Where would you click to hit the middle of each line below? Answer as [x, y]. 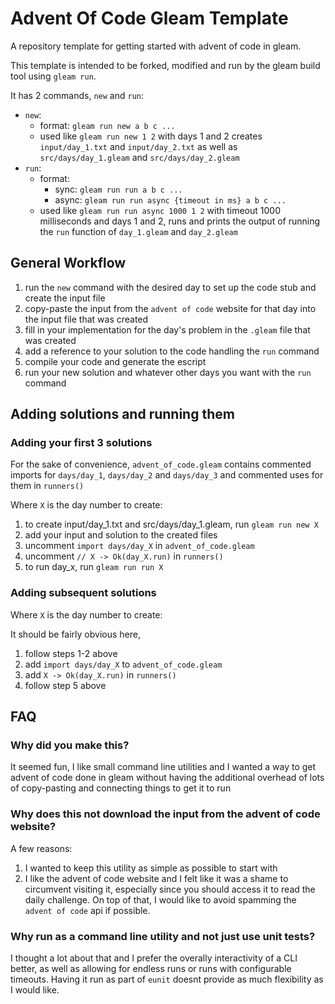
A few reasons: [41, 848]
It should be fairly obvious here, [75, 634]
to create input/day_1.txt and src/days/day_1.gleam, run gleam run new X [171, 524]
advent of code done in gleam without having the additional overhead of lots [167, 778]
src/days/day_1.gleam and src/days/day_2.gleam [139, 157]
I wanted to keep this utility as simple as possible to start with [151, 868]
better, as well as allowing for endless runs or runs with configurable [151, 969]
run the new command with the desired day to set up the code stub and [170, 287]
